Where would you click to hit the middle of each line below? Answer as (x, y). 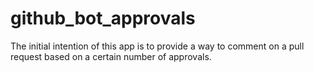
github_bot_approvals (103, 18)
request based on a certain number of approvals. (111, 56)
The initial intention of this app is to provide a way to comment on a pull (157, 46)
